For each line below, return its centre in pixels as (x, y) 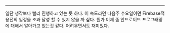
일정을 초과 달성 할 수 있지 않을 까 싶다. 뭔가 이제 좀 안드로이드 (80, 19)
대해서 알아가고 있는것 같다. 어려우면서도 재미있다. (60, 26)
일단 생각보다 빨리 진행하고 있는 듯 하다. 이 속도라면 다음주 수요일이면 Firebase (83, 13)
